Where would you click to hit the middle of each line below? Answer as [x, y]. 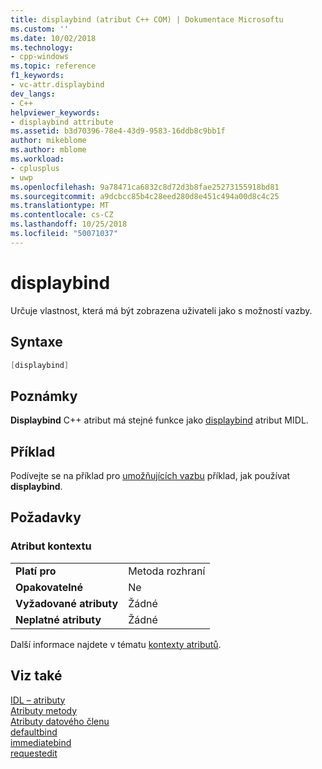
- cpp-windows [40, 57]
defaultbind [34, 732]
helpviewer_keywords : [55, 112]
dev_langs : [33, 94]
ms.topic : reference [53, 66]
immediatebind [41, 742]
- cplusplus [35, 168]
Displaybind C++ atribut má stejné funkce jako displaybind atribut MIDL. [159, 420]
